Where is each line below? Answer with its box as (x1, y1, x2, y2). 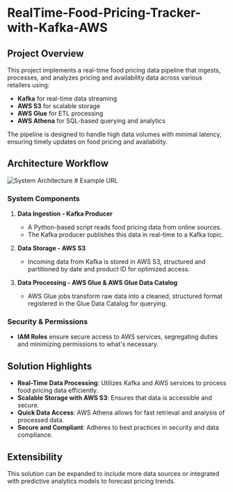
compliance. (17, 431, 54, 439)
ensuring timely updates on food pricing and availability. (7, 137, 168, 146)
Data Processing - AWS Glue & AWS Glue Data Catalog (17, 278, 178, 287)
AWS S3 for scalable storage (17, 102, 101, 110)
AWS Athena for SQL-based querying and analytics (17, 117, 166, 125)
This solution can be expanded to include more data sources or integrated (7, 470, 220, 478)
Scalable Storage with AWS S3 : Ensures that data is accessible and (17, 394, 212, 402)
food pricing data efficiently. (17, 386, 99, 395)
